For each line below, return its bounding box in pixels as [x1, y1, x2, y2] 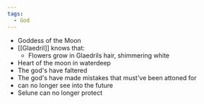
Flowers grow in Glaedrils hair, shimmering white [28, 51, 170, 60]
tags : [7, 10, 23, 18]
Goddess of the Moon [17, 36, 81, 44]
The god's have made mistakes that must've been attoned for [17, 73, 197, 82]
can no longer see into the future [17, 81, 114, 89]
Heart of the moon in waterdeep [17, 58, 112, 67]
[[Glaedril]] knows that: [17, 44, 85, 52]
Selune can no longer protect [17, 89, 102, 97]
